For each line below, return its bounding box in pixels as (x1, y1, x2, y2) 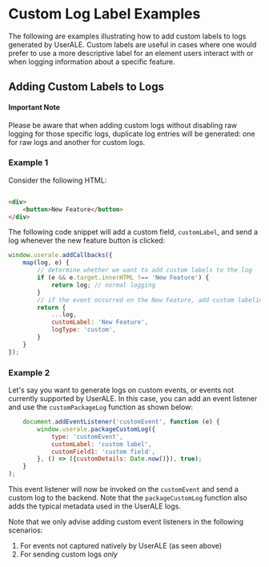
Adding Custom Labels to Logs (8, 80, 164, 94)
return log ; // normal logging (50, 281, 156, 289)
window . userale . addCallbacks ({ (8, 251, 113, 259)
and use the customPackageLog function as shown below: (8, 402, 194, 412)
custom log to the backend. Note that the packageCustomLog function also (8, 493, 248, 502)
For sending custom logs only (19, 549, 118, 559)
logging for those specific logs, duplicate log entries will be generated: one (8, 129, 255, 139)
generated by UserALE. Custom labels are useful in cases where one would (8, 39, 257, 49)
